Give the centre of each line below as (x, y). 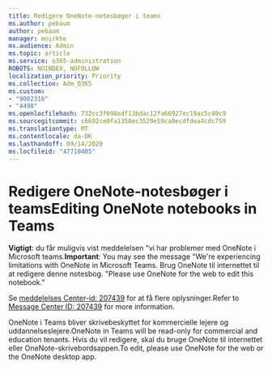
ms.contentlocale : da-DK (50, 136)
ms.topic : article (39, 53)
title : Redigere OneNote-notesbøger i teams (85, 16)
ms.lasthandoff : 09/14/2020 (56, 144)
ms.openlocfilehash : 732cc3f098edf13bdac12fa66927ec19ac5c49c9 (117, 114)
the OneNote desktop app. (53, 357)
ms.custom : (27, 91)
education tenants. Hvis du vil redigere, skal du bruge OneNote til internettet (136, 340)
